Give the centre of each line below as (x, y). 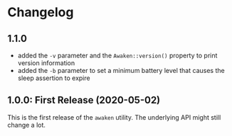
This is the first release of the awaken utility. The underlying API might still (114, 117)
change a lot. (27, 125)
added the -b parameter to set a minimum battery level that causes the (121, 70)
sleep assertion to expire (54, 78)
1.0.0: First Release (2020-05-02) (84, 100)
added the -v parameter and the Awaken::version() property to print (117, 55)
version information (46, 63)
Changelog (41, 12)
